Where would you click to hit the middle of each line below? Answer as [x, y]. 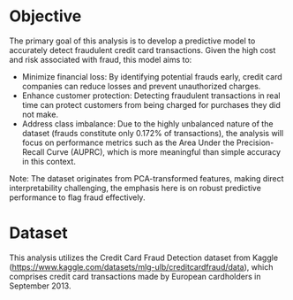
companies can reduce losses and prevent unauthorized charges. [141, 86]
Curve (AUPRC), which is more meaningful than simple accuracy [163, 151]
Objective [45, 16]
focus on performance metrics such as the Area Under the [128, 142]
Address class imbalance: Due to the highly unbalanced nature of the [147, 123]
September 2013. [40, 286]
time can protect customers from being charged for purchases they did [151, 104]
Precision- [255, 142]
